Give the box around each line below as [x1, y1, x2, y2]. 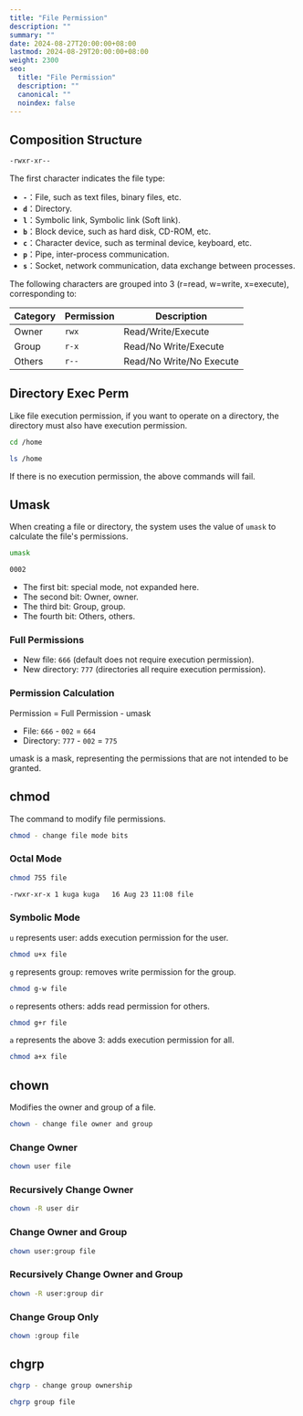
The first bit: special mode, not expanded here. [22, 582, 199, 593]
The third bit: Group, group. [22, 601, 126, 612]
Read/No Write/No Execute [123, 355, 239, 368]
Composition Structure [9, 132, 143, 147]
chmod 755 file [9, 873, 68, 882]
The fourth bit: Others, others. [22, 611, 135, 622]
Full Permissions [9, 634, 85, 647]
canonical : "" [17, 90, 71, 99]
